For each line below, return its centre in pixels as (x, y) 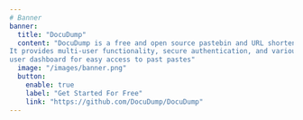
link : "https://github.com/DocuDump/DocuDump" (115, 102)
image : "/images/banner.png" (72, 69)
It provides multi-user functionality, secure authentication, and (139, 51)
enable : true (50, 85)
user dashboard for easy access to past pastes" (102, 60)
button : (32, 77)
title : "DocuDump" (52, 34)
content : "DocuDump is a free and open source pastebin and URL (141, 43)
